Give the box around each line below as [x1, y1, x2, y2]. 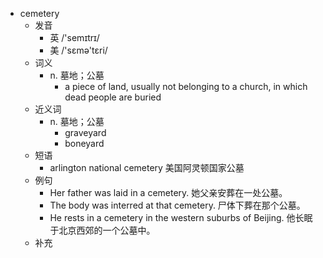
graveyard [64, 127, 107, 138]
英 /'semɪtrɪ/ [49, 32, 100, 43]
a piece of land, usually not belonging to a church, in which [64, 81, 308, 92]
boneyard [64, 138, 105, 149]
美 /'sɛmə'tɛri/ [49, 44, 108, 56]
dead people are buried [64, 91, 162, 103]
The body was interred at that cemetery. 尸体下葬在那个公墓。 [49, 199, 306, 211]
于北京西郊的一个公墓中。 [49, 224, 156, 236]
